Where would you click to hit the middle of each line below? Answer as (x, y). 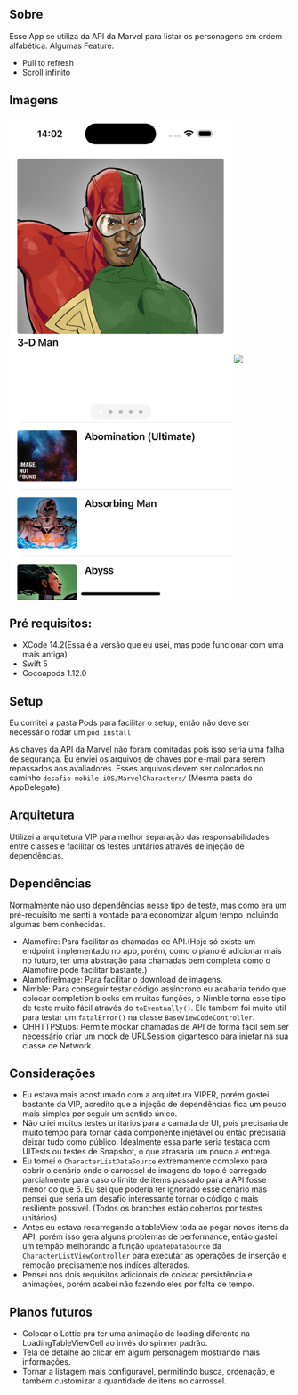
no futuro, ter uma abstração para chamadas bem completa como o (146, 960)
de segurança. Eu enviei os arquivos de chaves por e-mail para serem (137, 759)
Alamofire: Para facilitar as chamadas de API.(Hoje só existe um (139, 941)
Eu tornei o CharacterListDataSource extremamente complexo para (145, 1161)
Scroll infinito (46, 72)
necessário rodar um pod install (70, 732)
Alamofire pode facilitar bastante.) (85, 969)
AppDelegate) (35, 787)
